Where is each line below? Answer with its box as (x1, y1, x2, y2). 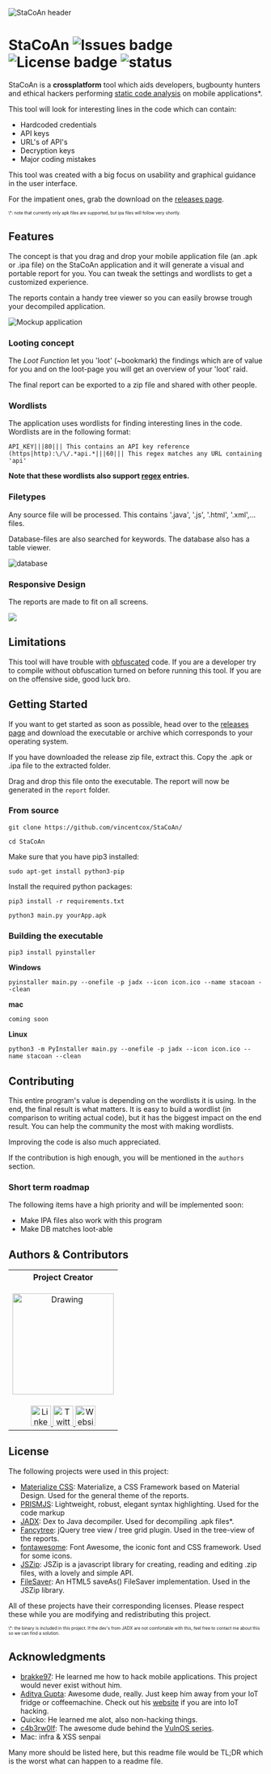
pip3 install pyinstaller (8, 949, 95, 957)
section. (8, 1161, 36, 1171)
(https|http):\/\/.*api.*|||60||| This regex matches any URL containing (8, 450, 263, 458)
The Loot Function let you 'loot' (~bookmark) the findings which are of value (8, 356, 263, 366)
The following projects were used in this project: (8, 1466, 169, 1476)
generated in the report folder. (8, 785, 111, 795)
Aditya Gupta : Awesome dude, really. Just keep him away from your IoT (19, 1688, 259, 1699)
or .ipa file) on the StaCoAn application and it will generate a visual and (8, 260, 244, 269)
